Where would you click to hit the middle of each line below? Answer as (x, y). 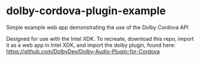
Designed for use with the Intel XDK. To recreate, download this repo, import (100, 38)
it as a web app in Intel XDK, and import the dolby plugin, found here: (91, 45)
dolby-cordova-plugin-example (86, 11)
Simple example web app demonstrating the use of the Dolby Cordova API (98, 27)
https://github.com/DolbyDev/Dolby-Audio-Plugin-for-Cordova (83, 51)
